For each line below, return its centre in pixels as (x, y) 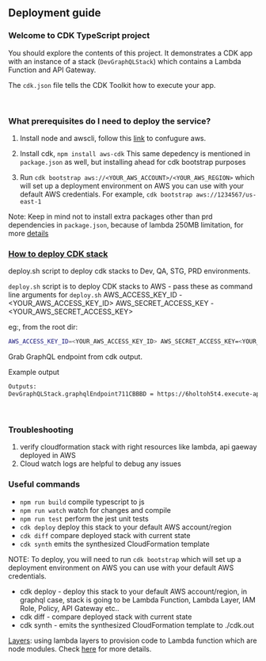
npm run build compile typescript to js (82, 502)
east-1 (30, 201)
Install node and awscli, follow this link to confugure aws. (113, 138)
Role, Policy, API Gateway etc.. (70, 608)
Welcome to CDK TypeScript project (79, 36)
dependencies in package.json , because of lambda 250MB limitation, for (126, 224)
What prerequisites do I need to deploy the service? (110, 120)
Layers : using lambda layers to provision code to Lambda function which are (133, 640)
